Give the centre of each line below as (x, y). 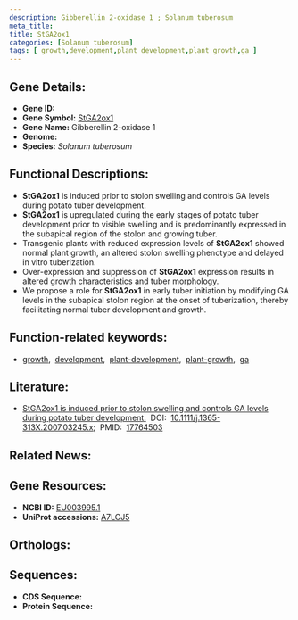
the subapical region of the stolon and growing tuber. (120, 234)
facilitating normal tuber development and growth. (114, 310)
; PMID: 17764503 (128, 427)
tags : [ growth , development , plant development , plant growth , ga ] (133, 51)
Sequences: (43, 575)
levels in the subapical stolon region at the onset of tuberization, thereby (155, 300)
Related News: (50, 455)
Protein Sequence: (58, 606)
